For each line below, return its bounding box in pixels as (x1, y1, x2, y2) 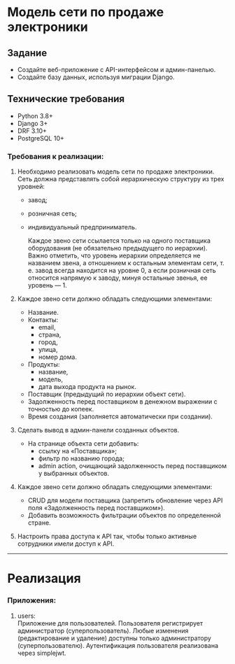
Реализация (7, 571, 82, 586)
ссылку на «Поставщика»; (38, 447, 117, 455)
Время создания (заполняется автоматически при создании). (27, 412, 213, 421)
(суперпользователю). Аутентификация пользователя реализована (17, 641, 219, 649)
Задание (7, 47, 48, 59)
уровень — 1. (27, 281, 68, 290)
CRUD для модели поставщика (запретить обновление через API (27, 496, 223, 504)
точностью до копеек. (27, 405, 94, 414)
